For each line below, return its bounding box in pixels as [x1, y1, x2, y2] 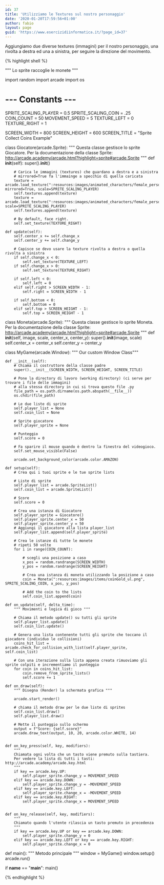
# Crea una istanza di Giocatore [14, 508, 82, 513]
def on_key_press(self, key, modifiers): [5, 743, 91, 748]
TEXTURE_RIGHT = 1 [5, 120, 47, 126]
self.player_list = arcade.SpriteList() [14, 483, 97, 487]
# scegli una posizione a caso [22, 555, 86, 560]
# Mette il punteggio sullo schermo [14, 722, 89, 727]
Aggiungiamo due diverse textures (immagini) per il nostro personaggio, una [5, 43, 159, 49]
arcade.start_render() [14, 696, 60, 701]
